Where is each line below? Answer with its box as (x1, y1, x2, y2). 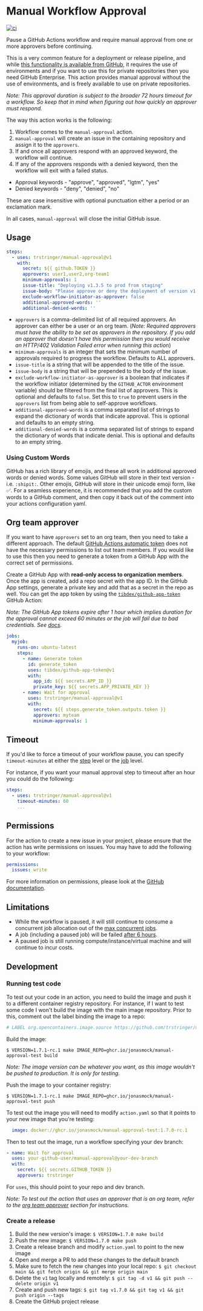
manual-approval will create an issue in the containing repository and (14, 135, 186, 142)
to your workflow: (6, 850, 50, 857)
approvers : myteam (33, 712, 80, 718)
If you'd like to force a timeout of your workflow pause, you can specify (6, 751, 184, 758)
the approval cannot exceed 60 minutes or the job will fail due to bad (6, 615, 178, 622)
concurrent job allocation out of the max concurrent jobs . (14, 925, 158, 932)
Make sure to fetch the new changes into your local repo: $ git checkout (14, 1262, 197, 1270)
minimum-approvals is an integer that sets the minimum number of (14, 348, 178, 355)
